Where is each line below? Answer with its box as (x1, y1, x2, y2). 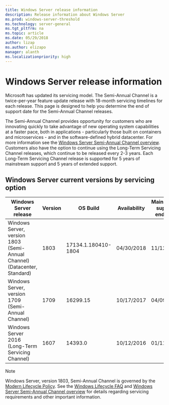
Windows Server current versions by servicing (5, 176, 155, 184)
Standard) (8, 270, 32, 277)
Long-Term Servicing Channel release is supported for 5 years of (5, 155, 140, 161)
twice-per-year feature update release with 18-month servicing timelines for (5, 98, 163, 104)
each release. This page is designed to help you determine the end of (5, 103, 149, 109)
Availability (117, 205, 145, 212)
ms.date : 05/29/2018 (5, 36, 49, 41)
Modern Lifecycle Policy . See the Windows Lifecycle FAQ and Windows (5, 383, 153, 389)
